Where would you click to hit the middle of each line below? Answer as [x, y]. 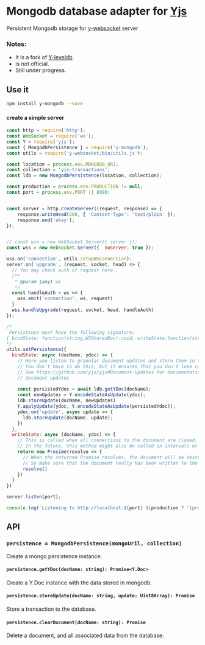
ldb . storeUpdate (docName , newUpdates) [67, 401]
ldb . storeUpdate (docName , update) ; [68, 418]
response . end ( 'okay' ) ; [46, 220]
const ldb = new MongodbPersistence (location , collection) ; [85, 175]
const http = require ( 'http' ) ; [46, 131]
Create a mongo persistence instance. [54, 556]
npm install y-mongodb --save [45, 104]
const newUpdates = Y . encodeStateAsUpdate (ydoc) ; [82, 395]
